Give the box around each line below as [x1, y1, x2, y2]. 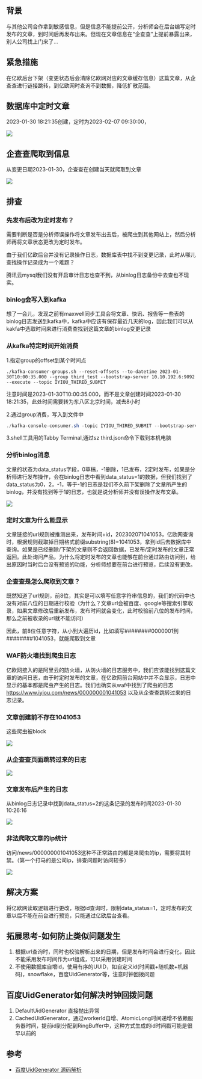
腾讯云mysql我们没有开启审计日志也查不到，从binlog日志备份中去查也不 [6, 271, 184, 278]
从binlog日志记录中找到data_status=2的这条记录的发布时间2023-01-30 [6, 800, 182, 807]
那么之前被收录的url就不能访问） [6, 615, 87, 622]
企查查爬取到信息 [6, 149, 70, 159]
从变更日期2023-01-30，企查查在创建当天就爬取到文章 [6, 166, 142, 173]
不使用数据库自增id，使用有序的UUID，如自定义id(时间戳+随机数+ [14, 963, 179, 970]
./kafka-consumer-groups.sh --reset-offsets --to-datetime [6, 369, 158, 375]
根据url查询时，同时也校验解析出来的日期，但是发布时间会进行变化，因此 [14, 948, 195, 955]
